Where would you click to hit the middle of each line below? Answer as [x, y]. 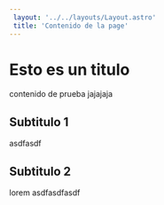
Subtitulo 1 [39, 122]
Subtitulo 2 [40, 171]
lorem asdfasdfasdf [45, 193]
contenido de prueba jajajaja [61, 94]
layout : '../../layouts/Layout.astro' [85, 17]
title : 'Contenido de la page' [70, 26]
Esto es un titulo [70, 70]
